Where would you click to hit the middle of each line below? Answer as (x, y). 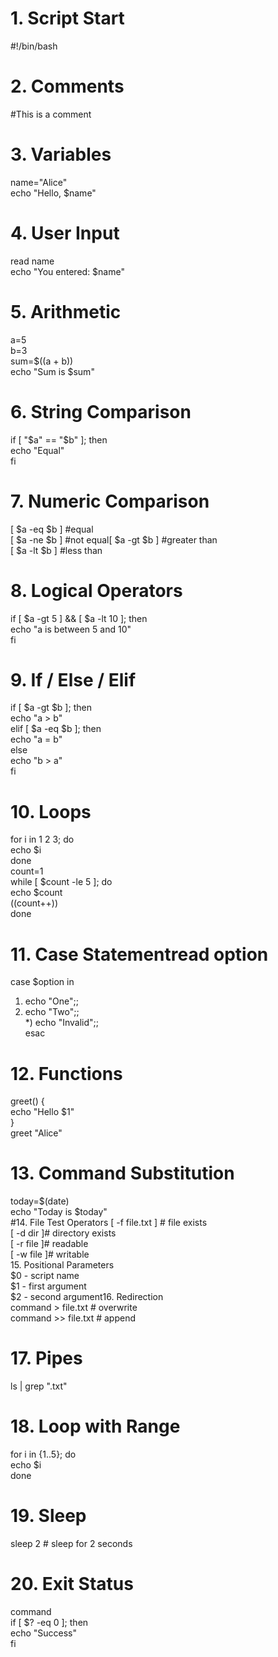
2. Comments (67, 86)
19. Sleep (48, 1516)
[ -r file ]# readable (49, 1244)
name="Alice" (39, 182)
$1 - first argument (48, 1286)
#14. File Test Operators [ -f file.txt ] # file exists (109, 1223)
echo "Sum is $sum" (52, 371)
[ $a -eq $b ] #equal (52, 529)
